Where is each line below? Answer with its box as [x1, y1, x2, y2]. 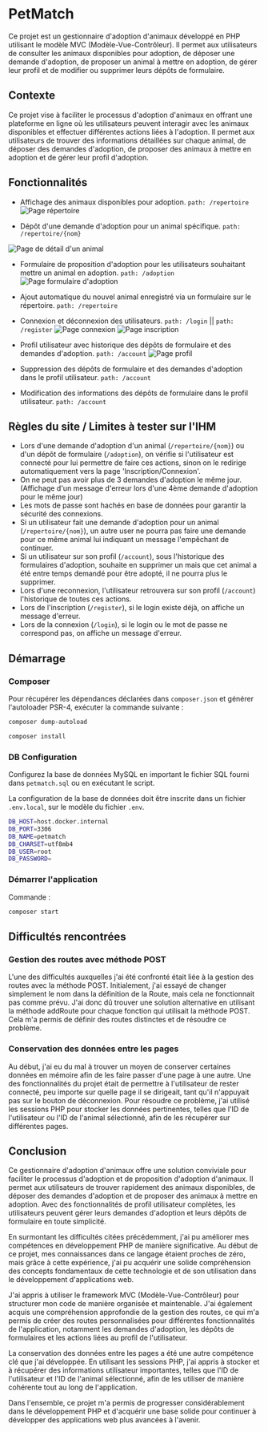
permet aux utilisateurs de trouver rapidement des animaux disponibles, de [8, 1183, 256, 1192]
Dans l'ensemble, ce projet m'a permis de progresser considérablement [8, 1398, 246, 1408]
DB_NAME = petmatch [8, 832, 66, 840]
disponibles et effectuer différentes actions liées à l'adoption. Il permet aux [8, 127, 255, 136]
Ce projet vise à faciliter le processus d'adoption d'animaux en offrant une [8, 110, 254, 119]
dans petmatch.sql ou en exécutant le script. [8, 779, 155, 788]
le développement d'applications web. [8, 1275, 134, 1284]
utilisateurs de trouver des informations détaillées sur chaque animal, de [8, 136, 246, 145]
